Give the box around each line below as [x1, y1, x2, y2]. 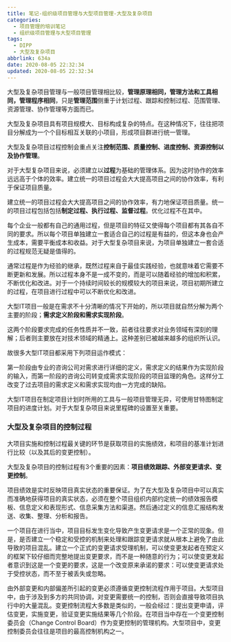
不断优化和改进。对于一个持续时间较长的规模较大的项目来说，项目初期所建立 [7, 278, 224, 287]
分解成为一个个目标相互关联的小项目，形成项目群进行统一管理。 [12, 128, 194, 136]
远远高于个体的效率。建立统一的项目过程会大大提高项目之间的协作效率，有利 [7, 174, 224, 183]
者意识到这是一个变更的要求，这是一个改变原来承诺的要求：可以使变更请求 [7, 561, 218, 569]
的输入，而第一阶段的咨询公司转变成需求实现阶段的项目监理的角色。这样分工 [7, 371, 224, 380]
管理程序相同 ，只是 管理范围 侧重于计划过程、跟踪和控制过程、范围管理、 [19, 96, 224, 104]
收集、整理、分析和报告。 [19, 511, 91, 520]
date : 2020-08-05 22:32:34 [7, 61, 85, 68]
